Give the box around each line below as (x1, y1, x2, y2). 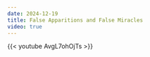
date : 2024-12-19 (7, 10, 58, 17)
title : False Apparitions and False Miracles (7, 17, 143, 24)
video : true (7, 23, 42, 30)
